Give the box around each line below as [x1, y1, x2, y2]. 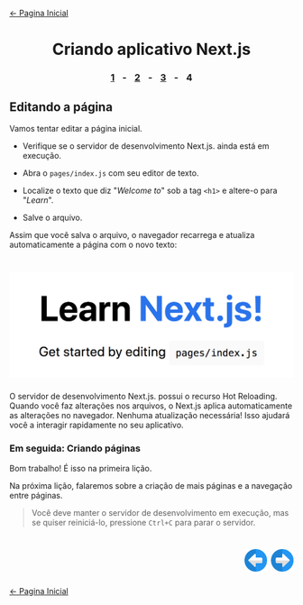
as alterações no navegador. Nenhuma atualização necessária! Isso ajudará [9, 410, 290, 421]
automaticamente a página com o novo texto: [9, 239, 178, 250]
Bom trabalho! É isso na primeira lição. [9, 463, 152, 473]
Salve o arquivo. [22, 212, 83, 223]
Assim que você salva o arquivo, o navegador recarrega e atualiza [9, 229, 255, 240]
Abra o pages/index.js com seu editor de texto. [22, 167, 199, 179]
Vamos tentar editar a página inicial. [9, 123, 142, 133]
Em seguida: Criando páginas [9, 442, 142, 454]
